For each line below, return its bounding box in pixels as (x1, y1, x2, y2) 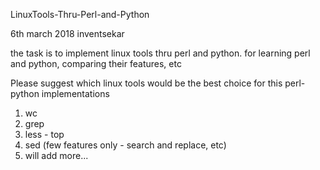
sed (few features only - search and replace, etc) (24, 139, 227, 151)
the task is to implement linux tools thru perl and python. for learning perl (10, 47, 311, 59)
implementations (41, 88, 110, 99)
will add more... (24, 150, 89, 161)
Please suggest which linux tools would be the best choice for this (10, 77, 283, 89)
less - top (24, 129, 65, 140)
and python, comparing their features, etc (10, 58, 182, 69)
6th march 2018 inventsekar (10, 28, 125, 39)
